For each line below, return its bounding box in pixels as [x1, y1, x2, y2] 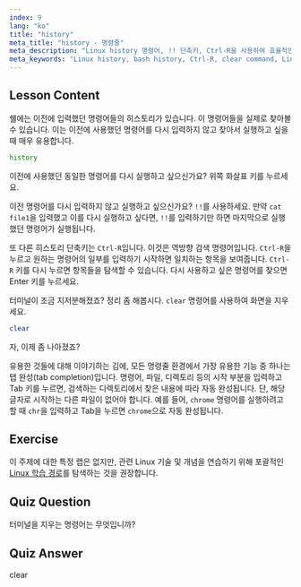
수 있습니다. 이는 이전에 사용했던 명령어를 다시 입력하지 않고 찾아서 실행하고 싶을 [9, 124, 289, 134]
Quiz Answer [9, 546, 83, 561]
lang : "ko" [9, 22, 50, 30]
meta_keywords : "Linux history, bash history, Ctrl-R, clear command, [9, 55, 279, 64]
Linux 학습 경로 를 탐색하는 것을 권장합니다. [9, 468, 159, 479]
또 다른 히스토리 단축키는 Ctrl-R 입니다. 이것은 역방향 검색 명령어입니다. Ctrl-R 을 [9, 242, 291, 253]
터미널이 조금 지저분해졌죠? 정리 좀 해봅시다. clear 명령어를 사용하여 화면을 [9, 295, 272, 306]
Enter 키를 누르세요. [9, 275, 79, 287]
